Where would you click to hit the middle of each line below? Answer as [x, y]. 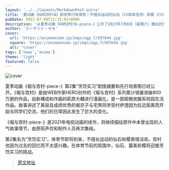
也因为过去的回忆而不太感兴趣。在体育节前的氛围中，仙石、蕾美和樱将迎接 [82, 146]
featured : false [22, 62]
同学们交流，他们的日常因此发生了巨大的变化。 [62, 111]
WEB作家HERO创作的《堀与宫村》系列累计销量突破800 [104, 93]
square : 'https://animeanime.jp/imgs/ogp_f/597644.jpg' [69, 43]
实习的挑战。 [23, 152]
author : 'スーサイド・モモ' [31, 29]
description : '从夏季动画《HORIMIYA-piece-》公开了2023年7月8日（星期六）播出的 [84, 24]
